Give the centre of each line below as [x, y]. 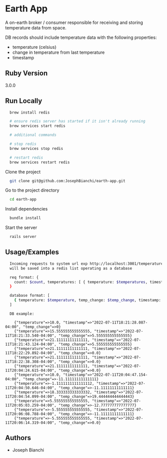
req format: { [24, 277]
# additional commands [33, 135]
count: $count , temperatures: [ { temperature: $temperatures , [81, 282]
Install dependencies [27, 209]
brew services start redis [38, 126]
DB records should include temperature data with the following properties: [81, 37]
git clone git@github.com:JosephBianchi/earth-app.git [68, 181]
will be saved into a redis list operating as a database [71, 268]
